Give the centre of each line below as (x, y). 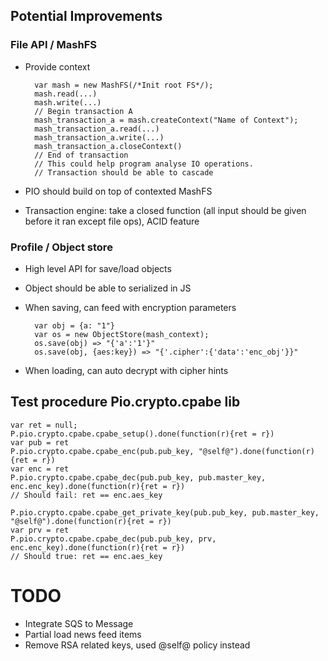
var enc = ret (40, 469)
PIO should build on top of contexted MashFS (118, 191)
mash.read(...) (66, 94)
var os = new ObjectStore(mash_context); (122, 334)
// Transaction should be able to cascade (124, 172)
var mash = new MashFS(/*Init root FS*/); (124, 85)
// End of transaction (81, 155)
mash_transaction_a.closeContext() (108, 146)
